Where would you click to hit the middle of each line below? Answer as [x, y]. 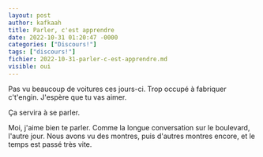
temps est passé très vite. [50, 144]
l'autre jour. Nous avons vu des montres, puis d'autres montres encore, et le [131, 136]
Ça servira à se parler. [44, 112]
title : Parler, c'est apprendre [61, 30]
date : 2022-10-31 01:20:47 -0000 [63, 37]
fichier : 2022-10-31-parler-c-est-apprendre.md [88, 60]
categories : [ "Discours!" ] [53, 45]
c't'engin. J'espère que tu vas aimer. [68, 97]
